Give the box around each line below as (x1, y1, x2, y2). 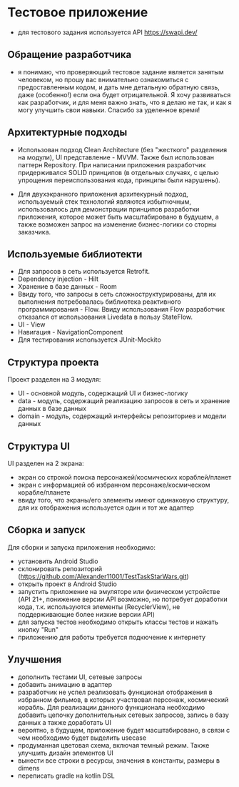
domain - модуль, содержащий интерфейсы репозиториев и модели (17, 412, 227, 420)
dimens (17, 763, 40, 772)
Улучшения (7, 653, 62, 665)
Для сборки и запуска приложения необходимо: (7, 543, 156, 551)
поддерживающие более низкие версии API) (17, 610, 156, 618)
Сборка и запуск (7, 524, 86, 536)
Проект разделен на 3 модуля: (7, 375, 101, 384)
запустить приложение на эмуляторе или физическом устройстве (17, 587, 220, 595)
